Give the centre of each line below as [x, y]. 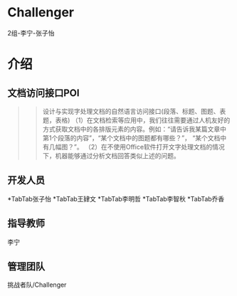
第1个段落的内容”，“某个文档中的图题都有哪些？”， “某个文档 [131, 138]
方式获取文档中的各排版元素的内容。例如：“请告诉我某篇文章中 [134, 129]
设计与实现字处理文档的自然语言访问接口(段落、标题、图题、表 [134, 111]
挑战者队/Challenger [37, 285]
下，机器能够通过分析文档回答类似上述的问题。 [111, 155]
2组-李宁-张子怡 [31, 33]
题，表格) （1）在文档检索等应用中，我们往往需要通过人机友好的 [136, 120]
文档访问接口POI [43, 93]
